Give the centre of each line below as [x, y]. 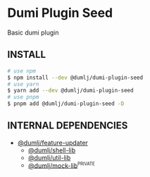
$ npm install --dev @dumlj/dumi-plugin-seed [75, 78]
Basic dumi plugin [33, 32]
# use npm [22, 71]
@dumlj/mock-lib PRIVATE [61, 165]
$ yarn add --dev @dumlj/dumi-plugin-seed [70, 91]
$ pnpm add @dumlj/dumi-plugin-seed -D [66, 104]
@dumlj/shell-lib [52, 150]
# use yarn [23, 84]
